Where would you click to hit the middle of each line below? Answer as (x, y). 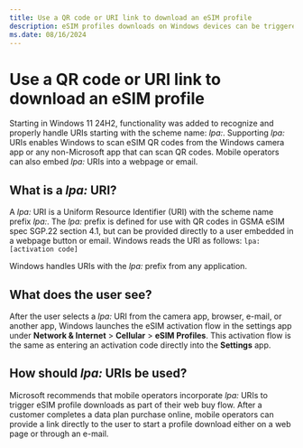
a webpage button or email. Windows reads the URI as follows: (126, 241)
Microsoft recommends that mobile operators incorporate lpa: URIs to (139, 395)
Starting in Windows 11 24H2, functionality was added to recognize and (142, 124)
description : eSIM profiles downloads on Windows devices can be (134, 26)
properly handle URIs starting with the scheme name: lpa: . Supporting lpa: (147, 133)
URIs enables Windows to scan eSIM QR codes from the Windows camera (147, 143)
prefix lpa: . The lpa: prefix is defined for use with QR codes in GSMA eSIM (147, 221)
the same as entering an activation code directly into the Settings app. (140, 345)
